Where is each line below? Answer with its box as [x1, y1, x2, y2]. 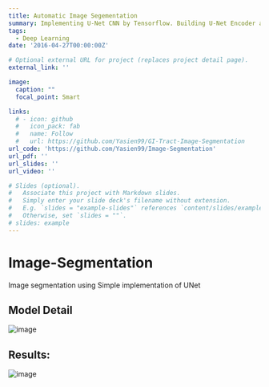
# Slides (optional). [8, 181, 81, 189]
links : [8, 108, 30, 116]
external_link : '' [8, 63, 70, 72]
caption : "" [15, 85, 56, 93]
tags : [8, 26, 26, 35]
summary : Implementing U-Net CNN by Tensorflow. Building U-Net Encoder [8, 19, 256, 27]
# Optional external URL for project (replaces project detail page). [8, 56, 249, 64]
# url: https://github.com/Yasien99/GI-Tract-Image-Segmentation [15, 137, 246, 145]
